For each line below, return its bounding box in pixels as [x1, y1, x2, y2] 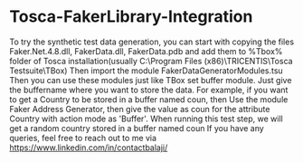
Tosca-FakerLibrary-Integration [9, 6, 253, 27]
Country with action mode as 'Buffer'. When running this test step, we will [9, 113, 283, 124]
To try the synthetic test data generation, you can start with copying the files [9, 36, 295, 47]
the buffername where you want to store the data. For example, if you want [9, 84, 289, 95]
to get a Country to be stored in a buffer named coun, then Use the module [9, 93, 289, 105]
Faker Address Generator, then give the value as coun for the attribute [9, 103, 270, 114]
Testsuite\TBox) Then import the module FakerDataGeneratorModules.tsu [9, 65, 283, 76]
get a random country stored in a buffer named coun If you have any [9, 122, 264, 133]
